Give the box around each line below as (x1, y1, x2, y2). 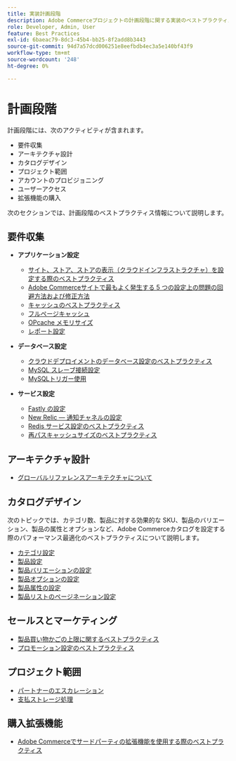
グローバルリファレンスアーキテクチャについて (17, 474, 152, 482)
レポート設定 (27, 327, 65, 336)
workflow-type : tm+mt (7, 50, 71, 57)
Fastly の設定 (27, 405, 66, 413)
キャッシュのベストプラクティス (27, 301, 121, 309)
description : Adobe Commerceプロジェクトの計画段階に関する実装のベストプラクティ (7, 17, 228, 24)
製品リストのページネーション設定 (17, 592, 117, 601)
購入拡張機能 (7, 717, 63, 729)
